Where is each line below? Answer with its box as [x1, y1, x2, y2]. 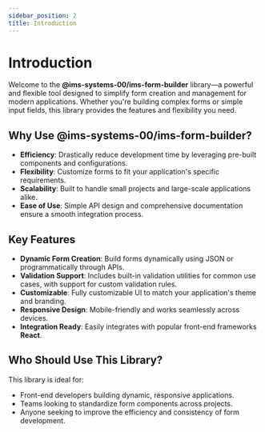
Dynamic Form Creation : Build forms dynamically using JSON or [19, 254, 234, 264]
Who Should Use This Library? [8, 354, 163, 367]
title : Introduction [8, 19, 78, 27]
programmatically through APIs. [19, 262, 125, 272]
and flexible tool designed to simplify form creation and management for [8, 89, 247, 98]
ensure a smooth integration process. [19, 210, 144, 219]
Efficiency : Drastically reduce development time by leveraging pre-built [19, 150, 257, 160]
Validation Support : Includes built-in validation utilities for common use [19, 271, 256, 281]
